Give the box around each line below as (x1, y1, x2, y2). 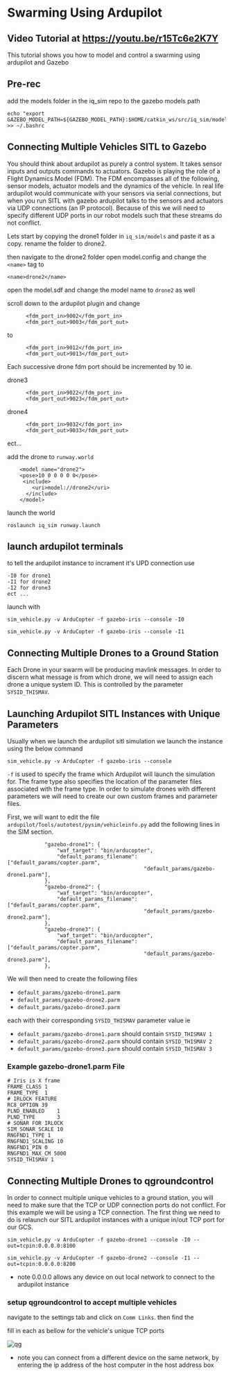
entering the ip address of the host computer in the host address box (17, 1361, 214, 1369)
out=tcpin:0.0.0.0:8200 (7, 1261, 76, 1268)
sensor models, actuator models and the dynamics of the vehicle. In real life (7, 182, 224, 190)
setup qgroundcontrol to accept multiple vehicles (7, 1298, 178, 1307)
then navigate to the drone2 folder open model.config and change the (7, 252, 207, 261)
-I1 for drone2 (7, 578, 51, 585)
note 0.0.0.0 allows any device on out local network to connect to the (17, 1273, 215, 1281)
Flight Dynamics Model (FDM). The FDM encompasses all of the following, (7, 174, 220, 182)
